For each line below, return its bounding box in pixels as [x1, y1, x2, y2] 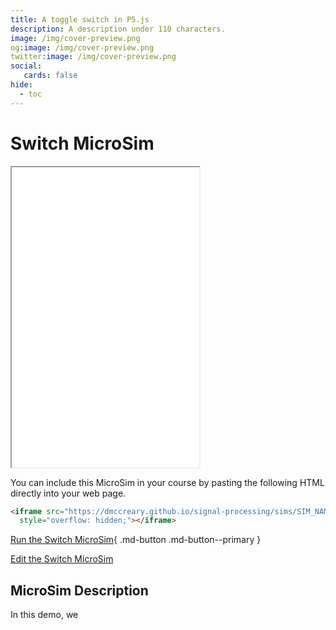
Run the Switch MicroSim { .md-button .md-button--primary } [10, 534, 262, 546]
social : [10, 61, 43, 71]
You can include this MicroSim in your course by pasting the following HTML [10, 476, 325, 488]
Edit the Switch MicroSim [10, 553, 114, 565]
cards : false [23, 71, 78, 81]
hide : [10, 80, 33, 90]
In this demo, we [10, 609, 79, 621]
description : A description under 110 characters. [10, 24, 226, 34]
